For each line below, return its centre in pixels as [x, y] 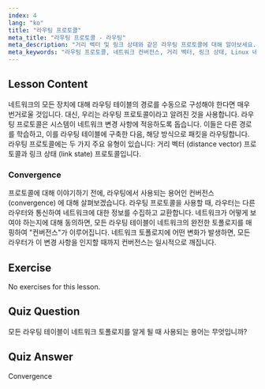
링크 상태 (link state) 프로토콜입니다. [85, 153]
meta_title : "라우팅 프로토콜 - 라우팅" [67, 38]
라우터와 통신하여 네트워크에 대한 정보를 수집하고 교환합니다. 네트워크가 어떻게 [128, 213]
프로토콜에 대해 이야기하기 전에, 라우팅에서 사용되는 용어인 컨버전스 [111, 193]
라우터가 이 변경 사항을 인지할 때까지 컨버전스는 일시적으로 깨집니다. [112, 243]
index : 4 [22, 15]
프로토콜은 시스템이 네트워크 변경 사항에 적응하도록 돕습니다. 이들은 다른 [127, 124]
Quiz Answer [41, 357]
